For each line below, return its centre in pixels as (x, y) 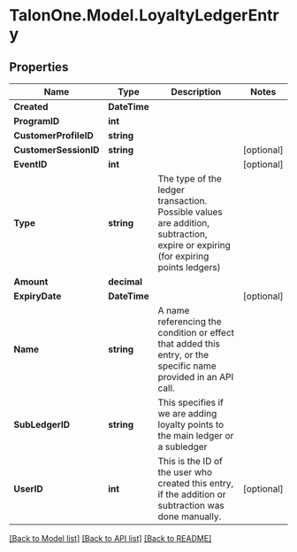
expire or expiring (194, 245)
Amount (31, 282)
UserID (29, 489)
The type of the (190, 179)
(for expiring (183, 256)
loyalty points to (191, 424)
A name (174, 311)
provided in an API (196, 377)
